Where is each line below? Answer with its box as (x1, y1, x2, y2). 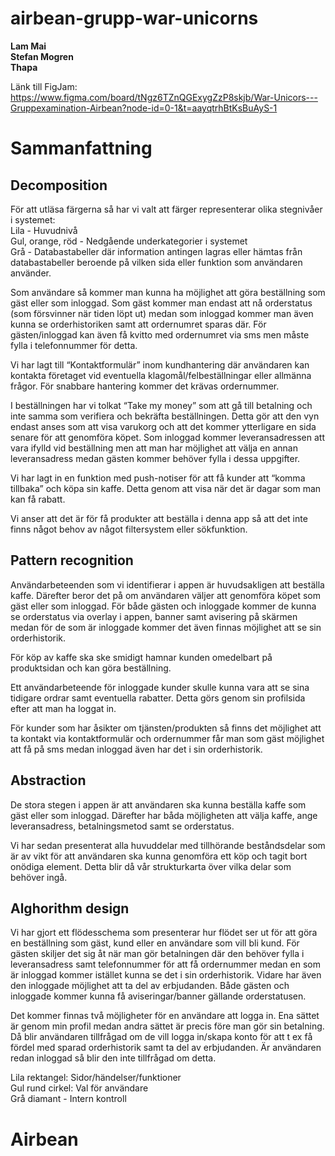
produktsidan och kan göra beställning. (10, 662, 172, 674)
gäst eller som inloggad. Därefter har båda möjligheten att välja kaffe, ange (10, 809, 318, 821)
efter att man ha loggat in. (10, 702, 117, 714)
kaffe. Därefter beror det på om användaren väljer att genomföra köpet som (10, 589, 321, 601)
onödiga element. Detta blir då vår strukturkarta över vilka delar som (10, 860, 292, 872)
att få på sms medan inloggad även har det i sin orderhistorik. (10, 743, 263, 755)
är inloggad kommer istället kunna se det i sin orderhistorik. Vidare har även (10, 969, 322, 981)
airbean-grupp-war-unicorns (10, 7, 259, 30)
